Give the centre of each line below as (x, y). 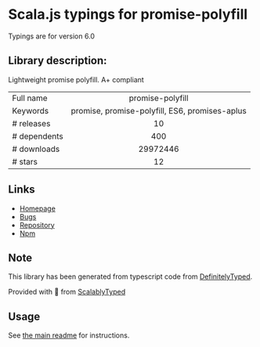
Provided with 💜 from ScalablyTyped (67, 292)
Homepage (38, 208)
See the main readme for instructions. (69, 335)
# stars (25, 161)
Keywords (31, 110)
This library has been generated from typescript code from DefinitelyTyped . (130, 277)
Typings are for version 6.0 (52, 36)
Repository (37, 225)
